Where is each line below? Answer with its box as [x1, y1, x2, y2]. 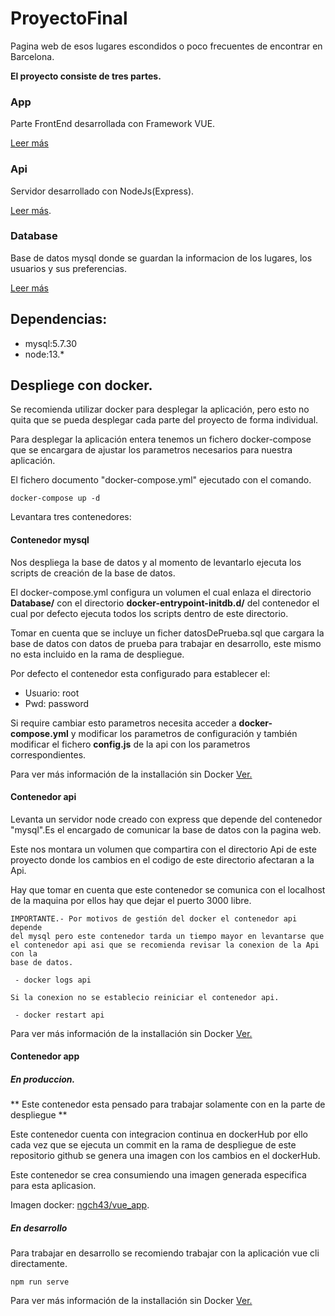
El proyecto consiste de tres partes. [10, 70, 162, 82]
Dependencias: [10, 311, 108, 328]
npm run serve [10, 1277, 70, 1287]
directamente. [10, 1258, 68, 1270]
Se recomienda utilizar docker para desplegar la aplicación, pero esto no [10, 403, 310, 416]
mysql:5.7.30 [24, 337, 78, 349]
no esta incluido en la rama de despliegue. [10, 648, 185, 660]
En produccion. [10, 1073, 76, 1086]
